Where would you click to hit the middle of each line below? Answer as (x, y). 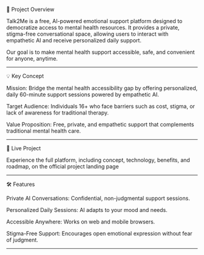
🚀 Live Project (24, 148)
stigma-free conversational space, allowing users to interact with (87, 34)
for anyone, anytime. (32, 58)
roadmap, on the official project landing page (63, 166)
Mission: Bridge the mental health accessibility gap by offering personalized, (102, 88)
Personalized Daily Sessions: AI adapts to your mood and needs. (87, 210)
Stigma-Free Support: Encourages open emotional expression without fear (99, 233)
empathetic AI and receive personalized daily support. (74, 40)
